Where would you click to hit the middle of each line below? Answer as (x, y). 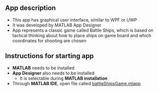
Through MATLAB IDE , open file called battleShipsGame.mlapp (76, 83)
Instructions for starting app (49, 56)
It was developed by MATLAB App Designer (57, 25)
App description (30, 8)
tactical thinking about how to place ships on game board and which (82, 35)
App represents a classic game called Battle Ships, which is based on (83, 30)
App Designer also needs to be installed (53, 73)
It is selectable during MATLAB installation (63, 78)
